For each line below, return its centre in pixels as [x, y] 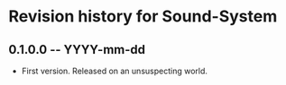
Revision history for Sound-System [143, 17]
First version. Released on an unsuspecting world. [115, 71]
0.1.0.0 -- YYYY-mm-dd [77, 50]
